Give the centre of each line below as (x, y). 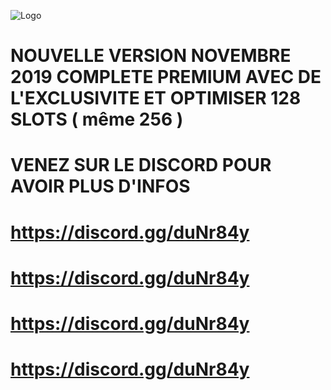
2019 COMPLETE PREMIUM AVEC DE (166, 77)
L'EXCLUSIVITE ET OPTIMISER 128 (156, 98)
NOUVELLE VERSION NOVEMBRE (151, 56)
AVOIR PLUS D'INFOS (100, 186)
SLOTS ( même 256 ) (97, 119)
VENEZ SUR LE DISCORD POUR (141, 165)
